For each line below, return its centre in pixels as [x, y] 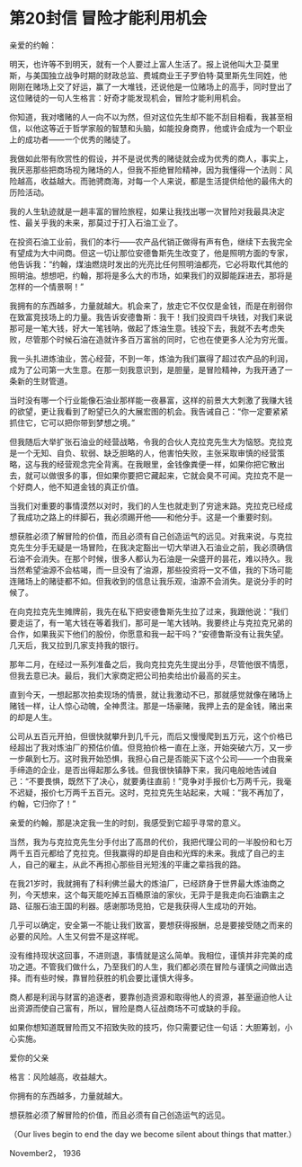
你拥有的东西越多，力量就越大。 [68, 1096]
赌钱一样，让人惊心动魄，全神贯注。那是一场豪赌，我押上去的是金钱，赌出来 [151, 706]
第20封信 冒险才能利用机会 [108, 18]
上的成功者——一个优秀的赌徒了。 [72, 139]
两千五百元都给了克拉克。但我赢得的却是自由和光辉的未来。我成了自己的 [143, 853]
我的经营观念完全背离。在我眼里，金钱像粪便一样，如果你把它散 [158, 464]
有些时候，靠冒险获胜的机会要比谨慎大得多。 [115, 977]
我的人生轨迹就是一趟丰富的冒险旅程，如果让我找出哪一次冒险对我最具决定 [147, 211]
